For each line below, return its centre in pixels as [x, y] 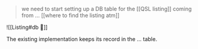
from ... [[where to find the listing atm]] [70, 15]
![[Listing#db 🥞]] [27, 27]
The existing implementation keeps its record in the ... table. [82, 39]
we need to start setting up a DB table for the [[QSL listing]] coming [106, 9]
